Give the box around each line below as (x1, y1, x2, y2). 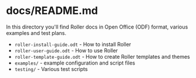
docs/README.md (6, 4, 99, 17)
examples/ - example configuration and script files (14, 59, 136, 66)
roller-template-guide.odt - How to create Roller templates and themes (14, 53, 191, 60)
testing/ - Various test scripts (14, 65, 88, 72)
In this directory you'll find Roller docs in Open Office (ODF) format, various (6, 23, 188, 30)
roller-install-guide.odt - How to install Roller (14, 41, 131, 48)
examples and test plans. (6, 29, 66, 36)
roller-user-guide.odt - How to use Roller (14, 47, 119, 54)
